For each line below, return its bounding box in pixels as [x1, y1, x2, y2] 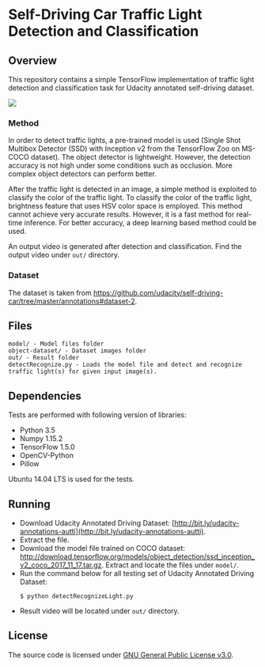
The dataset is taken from [8, 288, 93, 297]
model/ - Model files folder [8, 340, 104, 349]
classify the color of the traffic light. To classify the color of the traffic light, [8, 193, 252, 202]
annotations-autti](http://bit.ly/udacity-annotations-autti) [19, 527, 204, 537]
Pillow [19, 459, 40, 469]
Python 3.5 [19, 425, 55, 435]
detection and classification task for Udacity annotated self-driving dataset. [8, 83, 255, 92]
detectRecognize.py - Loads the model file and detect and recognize [8, 361, 243, 369]
